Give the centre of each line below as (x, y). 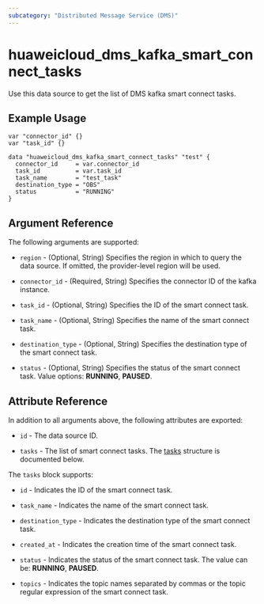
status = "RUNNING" (65, 192)
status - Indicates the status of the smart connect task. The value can (134, 560)
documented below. (52, 459)
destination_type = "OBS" (58, 185)
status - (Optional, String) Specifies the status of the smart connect (130, 368)
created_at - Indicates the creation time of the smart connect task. (128, 544)
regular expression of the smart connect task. (94, 592)
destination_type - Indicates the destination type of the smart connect (135, 520)
